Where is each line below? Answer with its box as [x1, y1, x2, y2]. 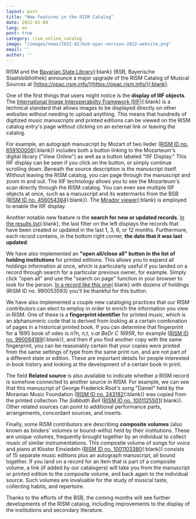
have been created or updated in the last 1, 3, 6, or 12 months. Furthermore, [6, 226, 188, 233]
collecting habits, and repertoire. [6, 483, 85, 490]
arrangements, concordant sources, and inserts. [6, 409, 123, 416]
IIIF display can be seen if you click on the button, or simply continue [6, 159, 172, 166]
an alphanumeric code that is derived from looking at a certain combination [6, 317, 187, 324]
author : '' [6, 52, 33, 58]
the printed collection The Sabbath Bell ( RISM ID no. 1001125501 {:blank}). [6, 397, 183, 404]
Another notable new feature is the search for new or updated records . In [6, 214, 185, 221]
